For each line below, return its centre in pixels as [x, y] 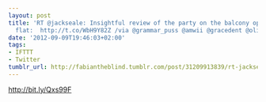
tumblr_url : [28, 67]
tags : [17, 45]
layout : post [30, 15]
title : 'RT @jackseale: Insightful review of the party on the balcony [129, 23]
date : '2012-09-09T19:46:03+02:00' [67, 38]
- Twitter [25, 60]
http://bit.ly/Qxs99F [40, 89]
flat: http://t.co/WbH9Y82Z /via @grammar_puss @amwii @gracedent [129, 30]
